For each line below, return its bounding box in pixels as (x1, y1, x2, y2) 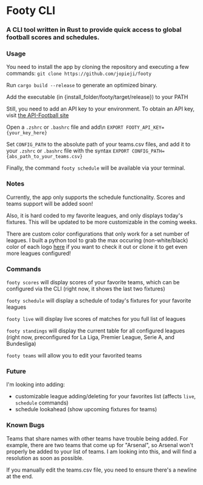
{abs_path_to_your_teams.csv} (6, 154, 83, 160)
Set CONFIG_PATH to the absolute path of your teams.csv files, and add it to (6, 141, 191, 148)
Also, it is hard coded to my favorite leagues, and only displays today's (6, 212, 184, 219)
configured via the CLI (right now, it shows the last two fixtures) (6, 285, 165, 292)
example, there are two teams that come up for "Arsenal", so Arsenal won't (6, 441, 193, 448)
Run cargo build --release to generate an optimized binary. (6, 82, 158, 89)
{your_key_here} (6, 130, 47, 136)
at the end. (6, 472, 33, 480)
